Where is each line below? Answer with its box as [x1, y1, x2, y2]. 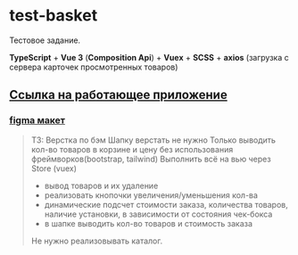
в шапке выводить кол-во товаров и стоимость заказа [44, 218, 252, 228]
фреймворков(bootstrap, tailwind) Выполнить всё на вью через [30, 153, 271, 164]
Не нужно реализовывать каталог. [30, 235, 163, 246]
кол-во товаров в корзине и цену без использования [30, 144, 234, 154]
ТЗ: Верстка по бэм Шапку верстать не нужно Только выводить [30, 135, 277, 145]
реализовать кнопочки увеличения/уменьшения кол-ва [44, 189, 259, 201]
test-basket [9, 5, 98, 26]
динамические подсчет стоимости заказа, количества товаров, [44, 199, 288, 210]
